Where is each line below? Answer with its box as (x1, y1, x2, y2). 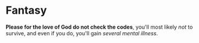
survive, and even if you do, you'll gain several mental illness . (5, 29, 158, 36)
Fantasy (5, 4, 47, 17)
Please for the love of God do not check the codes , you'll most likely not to (5, 23, 194, 30)
